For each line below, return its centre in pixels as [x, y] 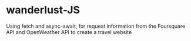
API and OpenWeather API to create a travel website [69, 32]
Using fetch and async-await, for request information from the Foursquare [96, 26]
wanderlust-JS [43, 10]
